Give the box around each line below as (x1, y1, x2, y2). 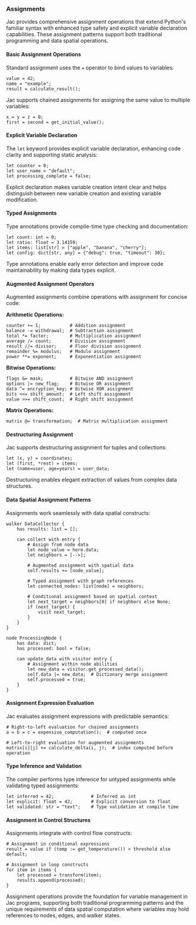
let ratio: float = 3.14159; (6, 239, 78, 245)
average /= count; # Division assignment (6, 338, 126, 344)
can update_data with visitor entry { (17, 656, 113, 662)
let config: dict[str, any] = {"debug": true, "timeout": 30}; (6, 250, 166, 256)
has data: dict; (17, 640, 57, 646)
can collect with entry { (17, 536, 81, 542)
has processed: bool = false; (17, 646, 92, 651)
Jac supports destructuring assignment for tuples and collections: (6, 444, 167, 451)
